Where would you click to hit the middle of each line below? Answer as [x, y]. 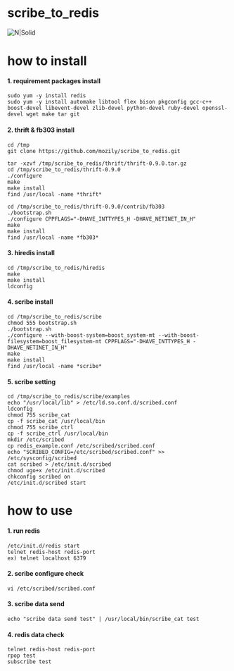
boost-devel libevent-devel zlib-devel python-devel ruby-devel [103, 108]
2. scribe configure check [46, 574]
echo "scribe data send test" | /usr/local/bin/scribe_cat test [103, 619]
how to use [40, 511]
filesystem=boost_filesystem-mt [54, 341]
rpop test [22, 656]
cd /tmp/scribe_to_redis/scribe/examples [69, 397]
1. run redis [24, 531]
